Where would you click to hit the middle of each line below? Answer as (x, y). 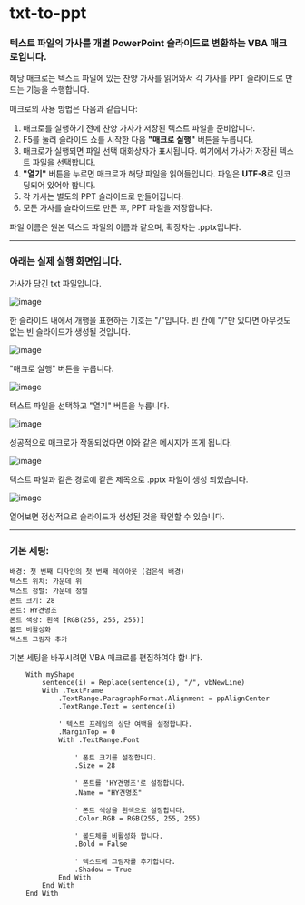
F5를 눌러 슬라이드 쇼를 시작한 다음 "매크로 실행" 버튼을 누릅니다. (138, 140)
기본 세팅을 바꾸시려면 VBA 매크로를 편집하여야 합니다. (106, 658)
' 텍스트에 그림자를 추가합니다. (125, 862)
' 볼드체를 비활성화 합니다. (118, 836)
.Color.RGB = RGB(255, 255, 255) (138, 819)
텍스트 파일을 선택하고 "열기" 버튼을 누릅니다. (89, 405)
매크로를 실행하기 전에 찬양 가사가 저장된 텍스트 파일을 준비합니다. (139, 128)
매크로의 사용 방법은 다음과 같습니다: (74, 109)
